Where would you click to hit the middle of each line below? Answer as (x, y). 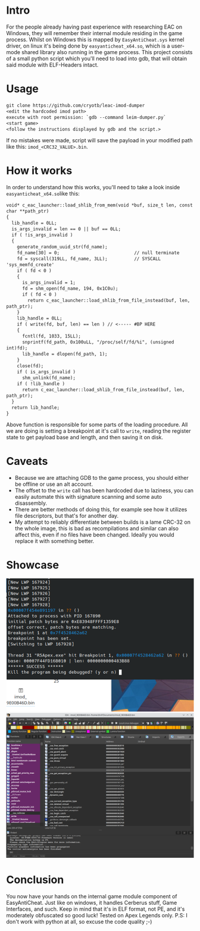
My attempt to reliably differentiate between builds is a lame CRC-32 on (103, 522)
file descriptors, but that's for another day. (67, 516)
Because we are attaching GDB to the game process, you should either (101, 477)
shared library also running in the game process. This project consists (107, 52)
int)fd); (17, 348)
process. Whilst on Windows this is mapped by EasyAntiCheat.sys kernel (95, 39)
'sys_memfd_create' (30, 265)
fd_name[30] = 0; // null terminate (98, 253)
